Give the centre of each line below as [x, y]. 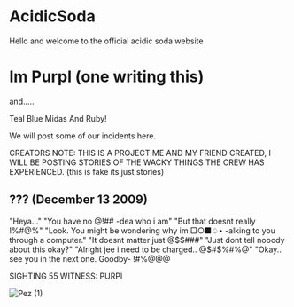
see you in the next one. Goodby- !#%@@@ [90, 258]
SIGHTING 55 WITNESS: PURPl [66, 276]
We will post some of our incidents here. [83, 136]
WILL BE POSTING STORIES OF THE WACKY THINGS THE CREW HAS [137, 162]
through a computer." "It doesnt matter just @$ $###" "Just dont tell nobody [147, 240]
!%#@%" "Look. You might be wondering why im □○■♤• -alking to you [143, 230]
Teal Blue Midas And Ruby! [58, 118]
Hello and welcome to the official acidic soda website [106, 41]
